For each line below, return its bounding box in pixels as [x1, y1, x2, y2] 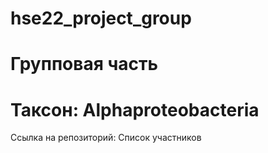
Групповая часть [10, 53, 159, 76]
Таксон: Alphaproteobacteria [10, 98, 260, 121]
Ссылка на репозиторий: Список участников [10, 132, 202, 144]
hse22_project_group [10, 7, 192, 30]
